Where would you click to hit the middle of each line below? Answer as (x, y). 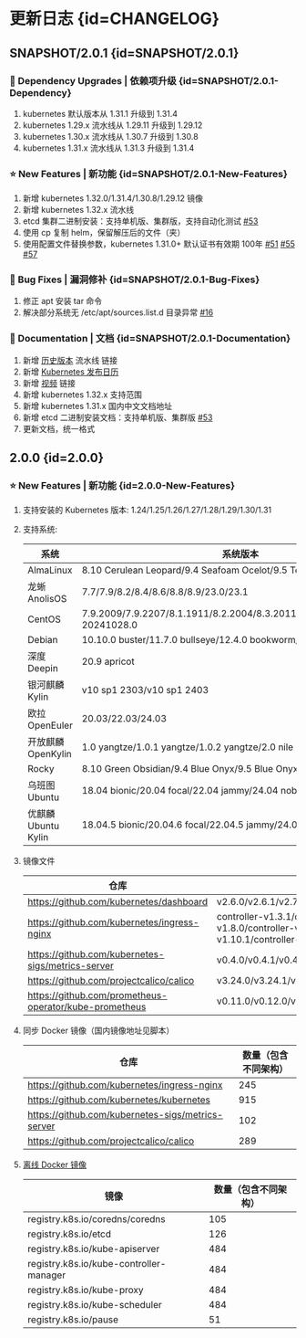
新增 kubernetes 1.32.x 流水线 (78, 210)
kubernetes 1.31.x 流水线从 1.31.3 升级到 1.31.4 (108, 148)
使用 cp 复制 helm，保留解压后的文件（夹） (104, 233)
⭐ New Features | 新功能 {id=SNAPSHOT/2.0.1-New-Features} (149, 174)
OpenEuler (50, 725)
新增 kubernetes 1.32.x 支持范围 (82, 395)
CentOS (44, 619)
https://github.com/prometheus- (97, 996)
